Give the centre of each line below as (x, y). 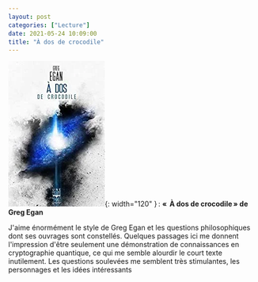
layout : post (30, 17)
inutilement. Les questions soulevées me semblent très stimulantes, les (124, 261)
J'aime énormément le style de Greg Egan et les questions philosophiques (129, 228)
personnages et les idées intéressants (70, 270)
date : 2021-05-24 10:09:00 (53, 33)
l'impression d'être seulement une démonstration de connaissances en (124, 245)
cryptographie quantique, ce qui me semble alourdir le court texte (116, 253)
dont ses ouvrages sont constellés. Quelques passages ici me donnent (123, 236)
